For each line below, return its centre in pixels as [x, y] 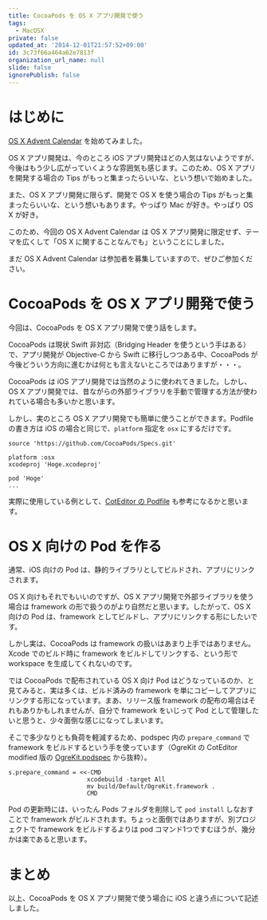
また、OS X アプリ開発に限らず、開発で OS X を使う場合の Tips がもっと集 [131, 194]
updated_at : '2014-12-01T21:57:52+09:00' [78, 46]
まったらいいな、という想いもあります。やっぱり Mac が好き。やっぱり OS [131, 204]
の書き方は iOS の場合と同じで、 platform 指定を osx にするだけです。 [122, 428]
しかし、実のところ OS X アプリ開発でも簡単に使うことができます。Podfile [131, 418]
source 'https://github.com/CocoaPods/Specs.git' [92, 443]
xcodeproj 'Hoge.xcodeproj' [55, 464]
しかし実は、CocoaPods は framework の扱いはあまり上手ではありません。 [132, 644]
